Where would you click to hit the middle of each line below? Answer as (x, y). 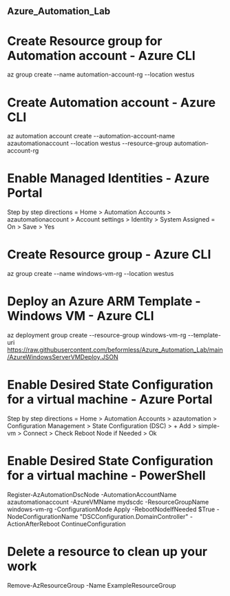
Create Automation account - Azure (111, 102)
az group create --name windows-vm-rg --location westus (91, 274)
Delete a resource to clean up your (107, 552)
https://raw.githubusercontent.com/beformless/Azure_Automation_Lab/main (115, 350)
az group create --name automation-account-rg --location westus (101, 74)
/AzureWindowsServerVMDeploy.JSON (63, 357)
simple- (209, 426)
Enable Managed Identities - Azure (108, 179)
